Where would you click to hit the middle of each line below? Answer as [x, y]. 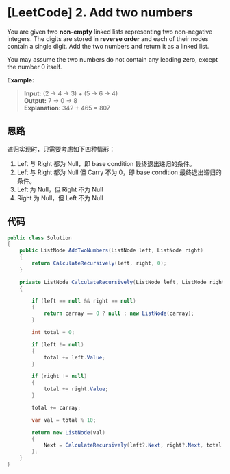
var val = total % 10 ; [64, 420]
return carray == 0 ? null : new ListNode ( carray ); [119, 313]
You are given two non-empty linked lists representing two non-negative [110, 32]
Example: [21, 80]
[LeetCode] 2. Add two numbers [100, 13]
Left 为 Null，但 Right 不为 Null [60, 189]
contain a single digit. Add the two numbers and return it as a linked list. [108, 46]
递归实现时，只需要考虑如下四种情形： [61, 149]
